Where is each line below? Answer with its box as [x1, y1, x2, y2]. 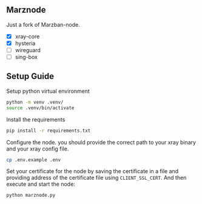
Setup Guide [6, 71, 55, 81]
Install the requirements [6, 115, 66, 123]
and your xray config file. [6, 145, 69, 152]
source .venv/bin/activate [6, 104, 75, 111]
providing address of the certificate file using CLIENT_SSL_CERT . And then [6, 174, 187, 182]
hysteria [15, 39, 36, 47]
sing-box [15, 53, 38, 60]
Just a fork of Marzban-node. [6, 21, 80, 28]
